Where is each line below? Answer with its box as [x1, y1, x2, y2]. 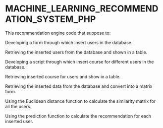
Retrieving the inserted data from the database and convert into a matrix [5, 83, 153, 89]
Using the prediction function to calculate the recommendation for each [5, 113, 152, 119]
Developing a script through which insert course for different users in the [5, 59, 154, 64]
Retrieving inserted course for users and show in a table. [5, 73, 121, 79]
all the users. [5, 103, 32, 109]
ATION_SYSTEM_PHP [5, 13, 96, 25]
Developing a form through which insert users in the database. [5, 39, 133, 45]
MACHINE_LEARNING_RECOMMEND [5, 3, 159, 14]
